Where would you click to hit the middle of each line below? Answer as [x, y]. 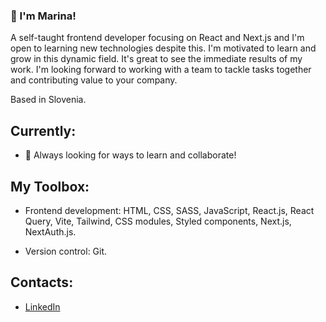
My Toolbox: [50, 186]
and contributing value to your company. [94, 80]
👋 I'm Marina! [43, 16]
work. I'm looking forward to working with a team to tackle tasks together [161, 70]
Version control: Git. [66, 251]
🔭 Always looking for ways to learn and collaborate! [130, 155]
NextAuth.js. [50, 231]
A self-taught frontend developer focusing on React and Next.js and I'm [157, 38]
